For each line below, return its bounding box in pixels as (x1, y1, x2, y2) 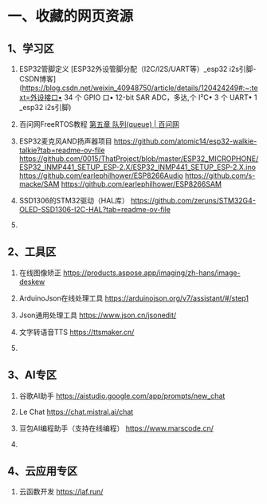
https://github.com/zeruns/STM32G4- (130, 196, 257, 205)
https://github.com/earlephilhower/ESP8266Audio (18, 171, 184, 180)
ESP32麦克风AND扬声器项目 (18, 136, 112, 146)
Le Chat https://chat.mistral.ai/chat (18, 407, 134, 416)
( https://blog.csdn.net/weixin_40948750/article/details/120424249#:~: (18, 83, 252, 93)
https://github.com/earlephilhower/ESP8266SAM (61, 179, 222, 188)
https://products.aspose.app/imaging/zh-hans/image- (62, 268, 241, 278)
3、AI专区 (7, 368, 57, 382)
